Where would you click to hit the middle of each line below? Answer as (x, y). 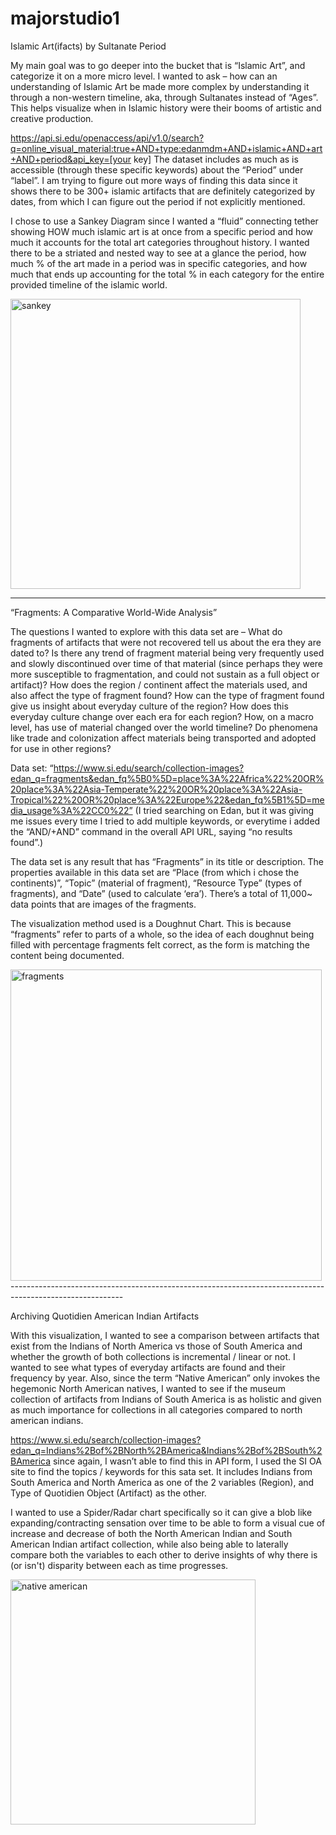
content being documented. (67, 955)
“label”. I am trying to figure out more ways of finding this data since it (154, 180)
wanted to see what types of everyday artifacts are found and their (148, 1367)
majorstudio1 (65, 18)
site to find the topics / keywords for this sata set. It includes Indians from (161, 1471)
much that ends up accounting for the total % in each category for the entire (167, 274)
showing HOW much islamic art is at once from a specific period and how (161, 231)
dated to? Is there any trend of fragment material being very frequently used (167, 653)
